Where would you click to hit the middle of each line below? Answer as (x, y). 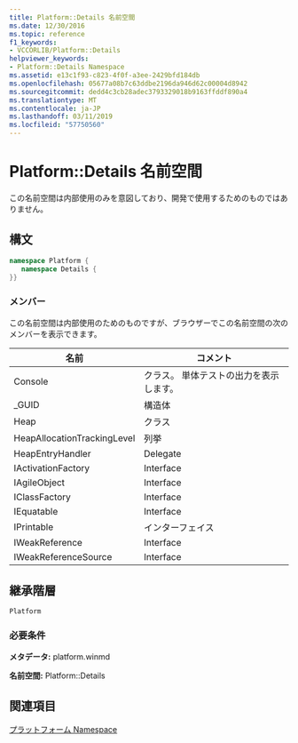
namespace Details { (59, 269)
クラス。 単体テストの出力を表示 (211, 375)
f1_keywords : (33, 42)
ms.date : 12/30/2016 (47, 26)
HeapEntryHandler (52, 453)
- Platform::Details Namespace (67, 68)
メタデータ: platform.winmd (60, 656)
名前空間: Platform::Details (57, 675)
